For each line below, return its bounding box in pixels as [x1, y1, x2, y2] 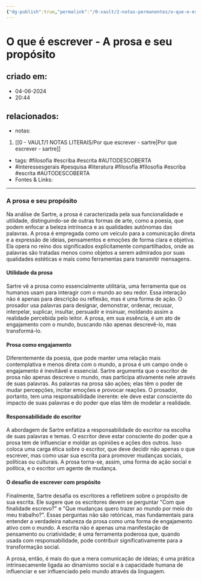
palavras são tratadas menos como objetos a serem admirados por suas [6, 249, 185, 256]
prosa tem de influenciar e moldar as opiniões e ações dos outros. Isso [6, 439, 182, 446]
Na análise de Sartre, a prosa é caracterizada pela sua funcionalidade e [6, 210, 183, 217]
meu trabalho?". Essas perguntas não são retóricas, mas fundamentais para [6, 511, 194, 518]
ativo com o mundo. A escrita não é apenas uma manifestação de [6, 524, 169, 531]
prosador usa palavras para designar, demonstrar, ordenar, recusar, [6, 302, 174, 309]
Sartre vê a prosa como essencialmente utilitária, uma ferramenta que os [6, 282, 186, 290]
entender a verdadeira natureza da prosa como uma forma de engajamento [6, 517, 192, 524]
